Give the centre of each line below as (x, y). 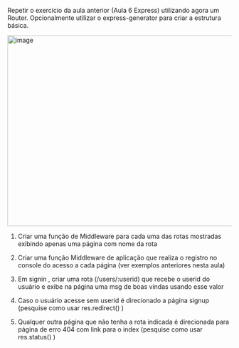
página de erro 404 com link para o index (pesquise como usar (110, 329)
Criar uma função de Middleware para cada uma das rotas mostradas (119, 236)
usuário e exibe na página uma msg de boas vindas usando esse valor (121, 287)
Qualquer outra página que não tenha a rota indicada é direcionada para (123, 322)
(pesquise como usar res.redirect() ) (71, 308)
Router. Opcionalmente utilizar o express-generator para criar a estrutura (115, 18)
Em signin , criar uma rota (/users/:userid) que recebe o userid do (114, 279)
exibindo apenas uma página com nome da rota (87, 244)
